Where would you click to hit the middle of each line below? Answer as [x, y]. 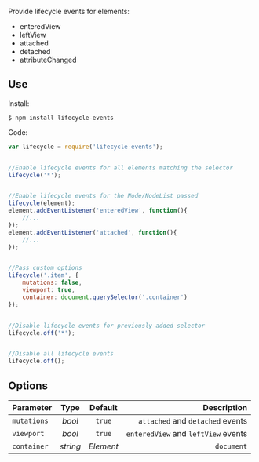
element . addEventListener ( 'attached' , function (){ [93, 232]
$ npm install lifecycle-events [61, 118]
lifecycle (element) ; [42, 203]
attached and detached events [193, 421]
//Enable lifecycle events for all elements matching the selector [121, 168]
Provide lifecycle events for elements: [69, 11]
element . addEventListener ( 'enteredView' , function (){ [98, 211]
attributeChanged [48, 60]
